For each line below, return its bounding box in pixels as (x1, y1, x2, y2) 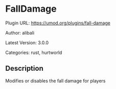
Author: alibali (5, 29, 35, 36)
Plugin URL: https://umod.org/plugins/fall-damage (5, 20, 111, 26)
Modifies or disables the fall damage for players (5, 77, 106, 84)
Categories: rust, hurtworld (5, 49, 62, 55)
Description (5, 64, 43, 73)
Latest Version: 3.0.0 (5, 39, 49, 46)
